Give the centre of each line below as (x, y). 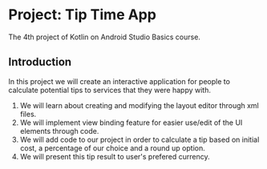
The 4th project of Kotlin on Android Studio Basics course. (104, 37)
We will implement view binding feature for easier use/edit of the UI (131, 123)
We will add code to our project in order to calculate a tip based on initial (140, 139)
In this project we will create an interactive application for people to (119, 81)
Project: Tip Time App (82, 15)
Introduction (40, 62)
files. (28, 114)
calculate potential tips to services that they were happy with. (109, 90)
